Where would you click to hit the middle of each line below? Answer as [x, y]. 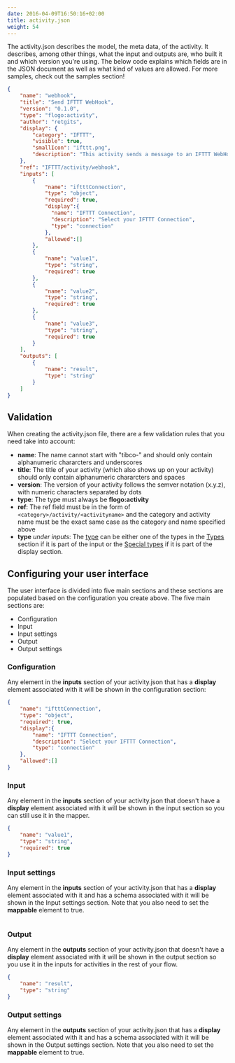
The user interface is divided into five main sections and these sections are [115, 590]
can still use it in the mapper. [49, 816]
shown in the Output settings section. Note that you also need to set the [111, 1045]
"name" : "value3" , [71, 324]
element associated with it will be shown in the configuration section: [107, 690]
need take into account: [41, 441]
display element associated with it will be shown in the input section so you [116, 808]
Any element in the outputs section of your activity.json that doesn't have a [116, 950]
